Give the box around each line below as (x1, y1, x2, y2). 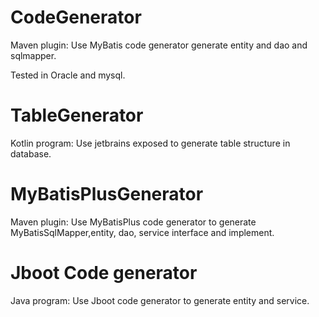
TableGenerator (10, 104, 144, 127)
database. (10, 147, 52, 160)
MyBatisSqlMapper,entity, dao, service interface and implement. (10, 226, 275, 238)
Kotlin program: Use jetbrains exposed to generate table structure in (10, 137, 291, 149)
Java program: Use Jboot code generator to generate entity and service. (10, 294, 310, 306)
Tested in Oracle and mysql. (10, 69, 126, 81)
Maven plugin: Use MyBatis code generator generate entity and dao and (10, 39, 308, 51)
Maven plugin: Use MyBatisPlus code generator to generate (10, 216, 257, 228)
